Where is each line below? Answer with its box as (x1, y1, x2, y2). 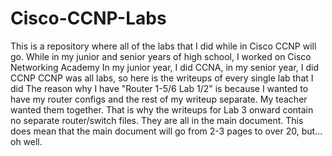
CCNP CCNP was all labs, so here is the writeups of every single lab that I (10, 72, 314, 84)
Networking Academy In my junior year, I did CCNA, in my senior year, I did (10, 61, 320, 73)
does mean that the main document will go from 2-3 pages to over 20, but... (10, 125, 323, 137)
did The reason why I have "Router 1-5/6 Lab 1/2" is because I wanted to (10, 82, 309, 94)
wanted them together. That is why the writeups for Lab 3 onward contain (10, 103, 314, 116)
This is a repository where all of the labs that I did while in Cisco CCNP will (10, 40, 317, 52)
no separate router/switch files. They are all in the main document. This (10, 114, 304, 126)
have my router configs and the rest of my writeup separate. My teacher (10, 93, 308, 105)
